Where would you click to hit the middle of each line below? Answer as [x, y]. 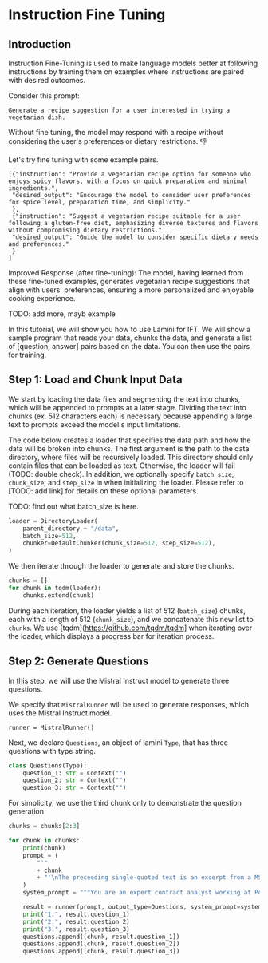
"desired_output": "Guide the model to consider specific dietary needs [135, 237]
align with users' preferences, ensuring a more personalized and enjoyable [131, 290]
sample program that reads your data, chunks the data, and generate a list [130, 338]
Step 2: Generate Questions [79, 662]
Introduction [40, 44]
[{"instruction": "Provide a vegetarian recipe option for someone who [130, 174]
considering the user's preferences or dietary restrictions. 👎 [108, 141]
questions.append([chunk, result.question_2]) [101, 944]
